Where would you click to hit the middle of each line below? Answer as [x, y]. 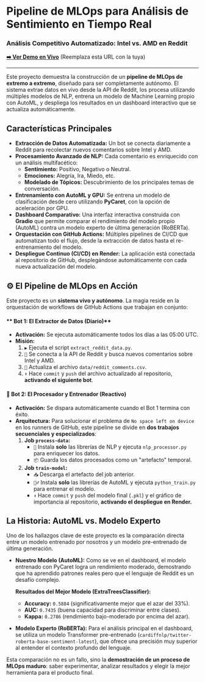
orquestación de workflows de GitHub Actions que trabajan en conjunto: [97, 307]
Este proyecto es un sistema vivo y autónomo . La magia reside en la [93, 301]
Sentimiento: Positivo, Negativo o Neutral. [77, 169]
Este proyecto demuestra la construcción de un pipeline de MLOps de [95, 77]
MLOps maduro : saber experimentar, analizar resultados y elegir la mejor [98, 666]
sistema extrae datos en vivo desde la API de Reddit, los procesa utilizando [101, 90]
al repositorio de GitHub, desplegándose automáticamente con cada [101, 260]
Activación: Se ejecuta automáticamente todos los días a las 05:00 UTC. [107, 335]
